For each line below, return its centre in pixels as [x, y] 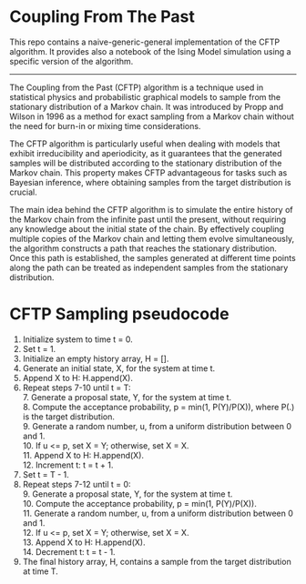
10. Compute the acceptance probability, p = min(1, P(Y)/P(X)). [139, 503]
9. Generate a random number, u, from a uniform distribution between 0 [157, 426]
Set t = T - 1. [46, 474]
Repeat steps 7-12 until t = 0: [76, 484]
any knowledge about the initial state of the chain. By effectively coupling [147, 228]
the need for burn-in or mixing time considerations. [105, 126]
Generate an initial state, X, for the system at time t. [119, 368]
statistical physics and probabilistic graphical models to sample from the [145, 96]
